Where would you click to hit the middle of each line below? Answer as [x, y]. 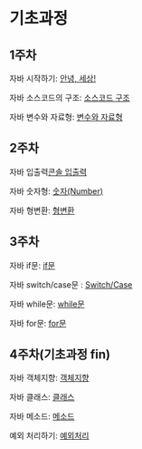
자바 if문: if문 [33, 265]
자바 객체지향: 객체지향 [49, 378]
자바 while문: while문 [47, 304]
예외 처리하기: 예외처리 [49, 435]
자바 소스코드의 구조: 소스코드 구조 [70, 98]
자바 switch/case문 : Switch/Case [71, 284]
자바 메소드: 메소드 [42, 416]
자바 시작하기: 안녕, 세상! [53, 78]
